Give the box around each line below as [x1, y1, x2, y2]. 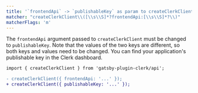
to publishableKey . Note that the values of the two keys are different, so [6, 42, 180, 49]
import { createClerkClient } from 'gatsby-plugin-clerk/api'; [6, 66, 165, 71]
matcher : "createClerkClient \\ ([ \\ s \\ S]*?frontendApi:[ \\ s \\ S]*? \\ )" [6, 14, 181, 20]
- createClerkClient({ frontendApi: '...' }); [6, 76, 123, 82]
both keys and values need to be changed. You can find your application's [6, 48, 187, 55]
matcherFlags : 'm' [6, 19, 51, 25]
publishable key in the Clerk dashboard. [6, 54, 103, 61]
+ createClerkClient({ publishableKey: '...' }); [6, 81, 131, 88]
